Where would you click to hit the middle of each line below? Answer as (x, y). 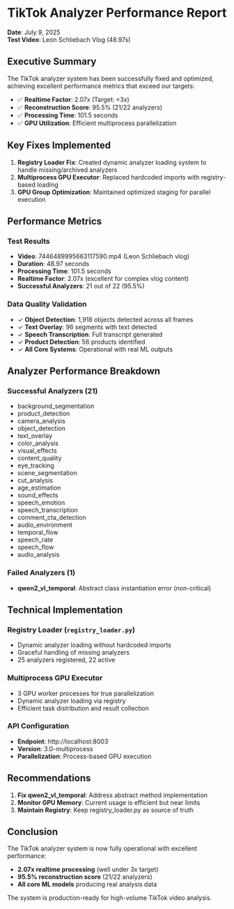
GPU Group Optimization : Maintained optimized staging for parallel (114, 192)
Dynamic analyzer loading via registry (71, 701)
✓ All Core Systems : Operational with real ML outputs (95, 349)
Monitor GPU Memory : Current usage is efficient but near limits (109, 802)
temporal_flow (38, 532)
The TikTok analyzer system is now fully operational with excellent (102, 849)
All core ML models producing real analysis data (87, 885)
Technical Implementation (65, 610)
